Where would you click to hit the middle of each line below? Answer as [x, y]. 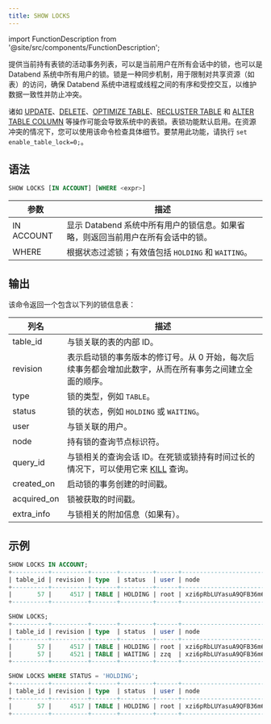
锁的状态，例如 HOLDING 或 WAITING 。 [136, 412]
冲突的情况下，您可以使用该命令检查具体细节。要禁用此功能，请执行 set [128, 131]
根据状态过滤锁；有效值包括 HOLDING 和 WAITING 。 [159, 252]
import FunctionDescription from [63, 39]
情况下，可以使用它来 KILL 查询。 [130, 469]
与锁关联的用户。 [100, 426]
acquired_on [36, 499]
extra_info [31, 514]
